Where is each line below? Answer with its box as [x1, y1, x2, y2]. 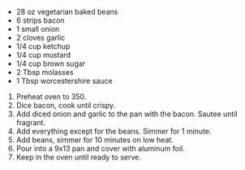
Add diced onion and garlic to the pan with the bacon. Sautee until [15, 109, 238, 119]
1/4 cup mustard [15, 50, 71, 59]
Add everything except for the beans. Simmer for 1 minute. [15, 126, 213, 136]
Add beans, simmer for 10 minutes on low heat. [15, 135, 174, 145]
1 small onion [15, 24, 60, 33]
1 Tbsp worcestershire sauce [15, 76, 113, 85]
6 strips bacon [15, 15, 65, 25]
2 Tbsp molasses [15, 68, 75, 76]
